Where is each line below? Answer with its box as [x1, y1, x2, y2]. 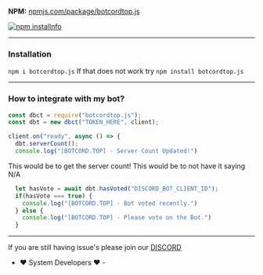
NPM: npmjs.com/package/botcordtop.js [8, 7, 140, 16]
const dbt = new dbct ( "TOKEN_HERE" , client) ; [8, 118, 159, 126]
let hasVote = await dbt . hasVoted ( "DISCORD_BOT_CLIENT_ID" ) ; [15, 184, 219, 193]
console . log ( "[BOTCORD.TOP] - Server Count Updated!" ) [15, 147, 198, 155]
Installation [8, 49, 52, 60]
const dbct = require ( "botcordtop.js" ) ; [8, 111, 142, 119]
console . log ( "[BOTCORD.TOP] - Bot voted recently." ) [22, 199, 198, 207]
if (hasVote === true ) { [15, 192, 92, 200]
